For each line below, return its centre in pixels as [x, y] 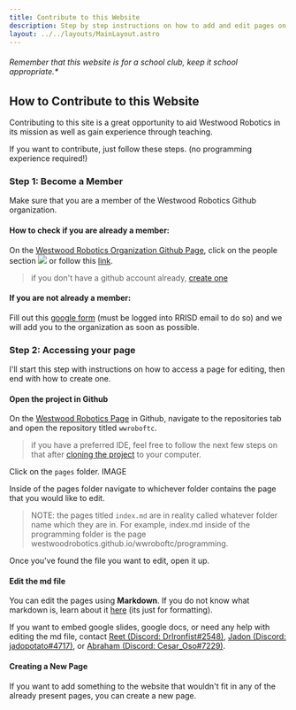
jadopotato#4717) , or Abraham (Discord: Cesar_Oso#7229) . [118, 646]
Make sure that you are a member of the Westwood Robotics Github [133, 201]
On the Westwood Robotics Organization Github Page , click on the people [144, 250]
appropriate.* [34, 71]
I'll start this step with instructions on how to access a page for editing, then [147, 369]
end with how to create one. [60, 378]
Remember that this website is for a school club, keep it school [124, 62]
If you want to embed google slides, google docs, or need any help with [140, 627]
